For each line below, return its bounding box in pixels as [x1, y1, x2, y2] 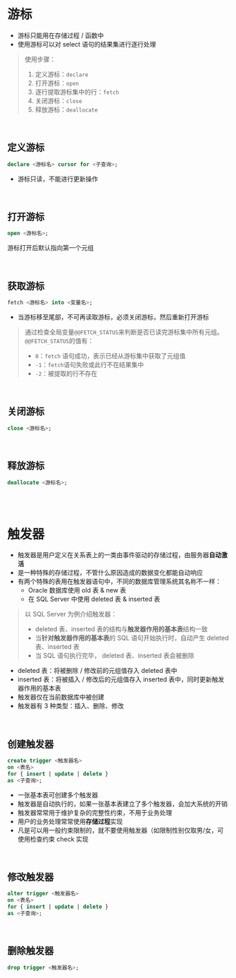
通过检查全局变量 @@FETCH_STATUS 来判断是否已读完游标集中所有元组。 [24, 328, 224, 336]
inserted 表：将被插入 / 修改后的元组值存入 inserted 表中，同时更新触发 [17, 675, 225, 684]
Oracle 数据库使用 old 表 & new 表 [27, 586, 127, 595]
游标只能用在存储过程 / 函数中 [17, 31, 104, 40]
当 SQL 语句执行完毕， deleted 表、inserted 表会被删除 [35, 651, 195, 660]
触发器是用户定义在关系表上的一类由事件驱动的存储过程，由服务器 [17, 551, 209, 559]
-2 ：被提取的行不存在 [35, 369, 97, 378]
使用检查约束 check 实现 [17, 835, 89, 843]
